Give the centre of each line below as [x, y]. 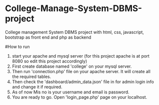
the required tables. [31, 76]
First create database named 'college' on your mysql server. [72, 66]
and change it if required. [37, 87]
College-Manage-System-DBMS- [74, 8]
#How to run [17, 46]
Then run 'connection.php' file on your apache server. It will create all [81, 71]
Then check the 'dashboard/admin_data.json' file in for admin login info [83, 82]
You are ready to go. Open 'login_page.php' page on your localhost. [79, 97]
